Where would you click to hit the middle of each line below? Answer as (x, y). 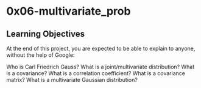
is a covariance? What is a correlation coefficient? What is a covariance (96, 73)
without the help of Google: (41, 55)
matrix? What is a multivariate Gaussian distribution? (72, 80)
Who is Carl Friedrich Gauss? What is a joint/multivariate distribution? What (100, 67)
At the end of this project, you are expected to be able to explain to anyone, (101, 48)
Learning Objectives (46, 34)
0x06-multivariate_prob (69, 11)
